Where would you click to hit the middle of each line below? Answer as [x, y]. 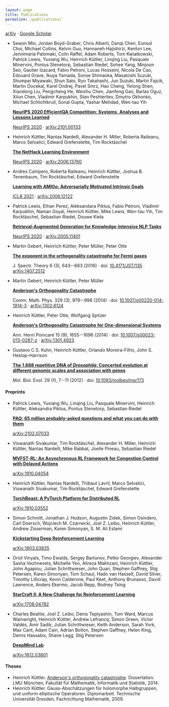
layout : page [19, 10]
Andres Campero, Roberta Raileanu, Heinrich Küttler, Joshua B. [78, 171]
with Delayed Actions [35, 464]
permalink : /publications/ [33, 19]
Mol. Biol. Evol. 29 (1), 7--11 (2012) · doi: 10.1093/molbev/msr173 [78, 380]
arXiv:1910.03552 [30, 508]
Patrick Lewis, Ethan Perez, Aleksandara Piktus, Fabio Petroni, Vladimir [86, 206]
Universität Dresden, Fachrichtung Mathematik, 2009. [68, 699]
